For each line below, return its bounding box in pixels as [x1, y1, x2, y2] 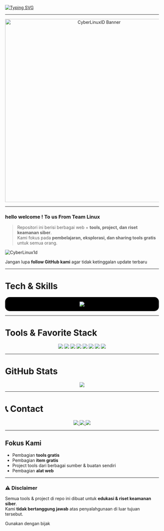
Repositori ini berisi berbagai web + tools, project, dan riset [17, 225, 138, 231]
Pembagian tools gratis [12, 452, 60, 458]
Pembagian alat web [12, 467, 54, 473]
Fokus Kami [5, 439, 41, 447]
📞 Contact [5, 404, 44, 415]
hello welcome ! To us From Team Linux [5, 213, 100, 220]
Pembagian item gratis [12, 457, 59, 463]
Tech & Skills [5, 281, 58, 292]
